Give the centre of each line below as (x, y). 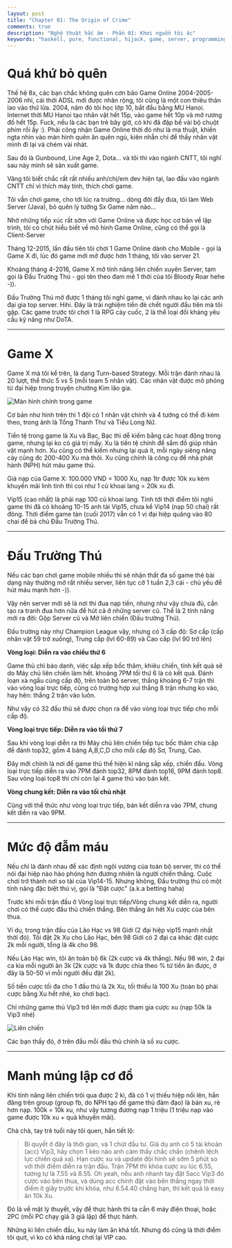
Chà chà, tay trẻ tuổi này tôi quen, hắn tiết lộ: (71, 1130)
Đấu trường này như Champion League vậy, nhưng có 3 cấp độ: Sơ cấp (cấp (116, 631)
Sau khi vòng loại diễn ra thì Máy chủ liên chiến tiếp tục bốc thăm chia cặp (113, 743)
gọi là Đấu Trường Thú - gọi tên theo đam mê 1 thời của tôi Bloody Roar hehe (116, 277)
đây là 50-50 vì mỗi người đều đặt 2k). (61, 973)
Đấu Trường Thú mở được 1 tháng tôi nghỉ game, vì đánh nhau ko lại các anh (115, 297)
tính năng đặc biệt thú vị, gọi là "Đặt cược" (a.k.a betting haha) (96, 888)
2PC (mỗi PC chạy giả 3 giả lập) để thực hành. (73, 1216)
